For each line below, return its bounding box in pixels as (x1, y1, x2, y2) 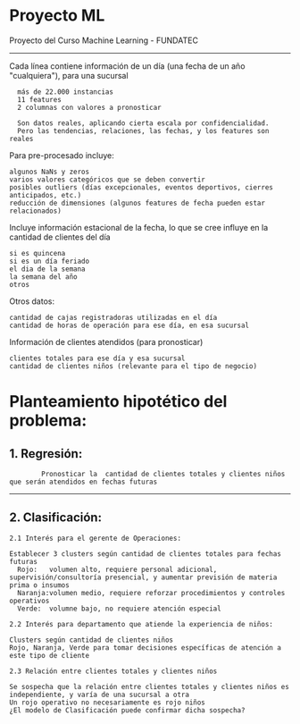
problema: (9, 410, 87, 431)
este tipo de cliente (9, 651, 90, 660)
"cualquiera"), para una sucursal (9, 70, 129, 80)
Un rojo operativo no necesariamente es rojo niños (9, 698, 205, 707)
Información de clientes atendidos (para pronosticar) (9, 336, 204, 347)
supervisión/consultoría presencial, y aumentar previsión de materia (9, 573, 278, 582)
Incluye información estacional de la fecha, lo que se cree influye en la (9, 222, 269, 232)
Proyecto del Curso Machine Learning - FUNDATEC (9, 35, 199, 46)
